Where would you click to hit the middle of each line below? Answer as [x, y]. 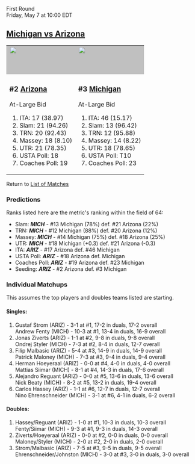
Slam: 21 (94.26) [44, 125]
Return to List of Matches [38, 184]
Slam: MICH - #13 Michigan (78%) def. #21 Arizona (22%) [86, 224]
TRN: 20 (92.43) [43, 133]
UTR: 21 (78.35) [43, 148]
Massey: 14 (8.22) [115, 140]
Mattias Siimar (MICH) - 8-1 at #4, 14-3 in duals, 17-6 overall [89, 370]
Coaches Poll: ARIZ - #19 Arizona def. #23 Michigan [79, 263]
